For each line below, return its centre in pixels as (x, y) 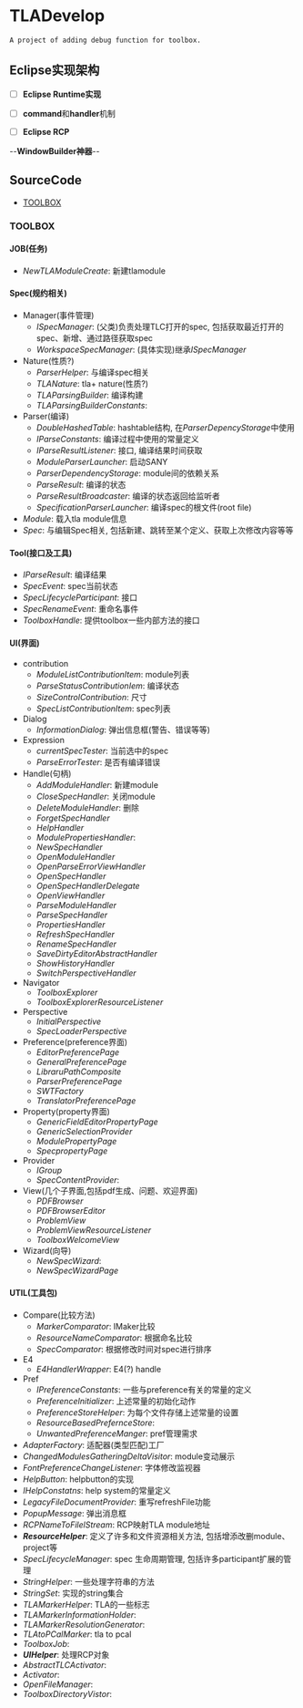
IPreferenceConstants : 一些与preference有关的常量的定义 (144, 1389)
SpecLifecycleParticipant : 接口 (80, 597)
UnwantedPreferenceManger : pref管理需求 (117, 1434)
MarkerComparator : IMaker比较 (96, 1326)
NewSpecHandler (69, 847)
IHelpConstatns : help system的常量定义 (96, 1490)
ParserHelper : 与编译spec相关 (93, 373)
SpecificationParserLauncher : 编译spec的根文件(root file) (144, 508)
